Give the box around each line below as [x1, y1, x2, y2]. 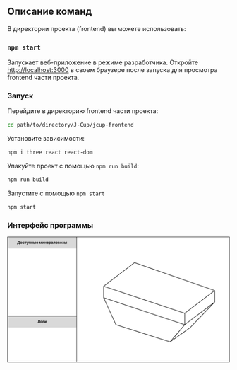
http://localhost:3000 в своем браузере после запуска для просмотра [7, 66, 218, 74]
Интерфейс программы [7, 220, 94, 230]
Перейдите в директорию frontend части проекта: [7, 107, 159, 115]
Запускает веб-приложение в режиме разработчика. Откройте [7, 58, 199, 67]
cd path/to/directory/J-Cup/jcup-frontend [7, 122, 134, 129]
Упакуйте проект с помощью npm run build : [7, 162, 140, 170]
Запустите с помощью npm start [7, 189, 105, 197]
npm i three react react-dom [7, 149, 93, 156]
